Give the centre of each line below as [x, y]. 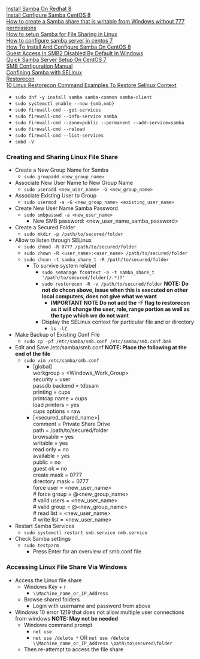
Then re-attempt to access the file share [74, 649]
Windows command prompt [58, 625]
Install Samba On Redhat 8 [39, 9]
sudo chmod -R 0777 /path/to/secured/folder [80, 247]
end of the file [33, 354]
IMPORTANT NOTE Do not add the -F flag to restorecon [120, 303]
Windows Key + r [45, 586]
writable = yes [50, 443]
